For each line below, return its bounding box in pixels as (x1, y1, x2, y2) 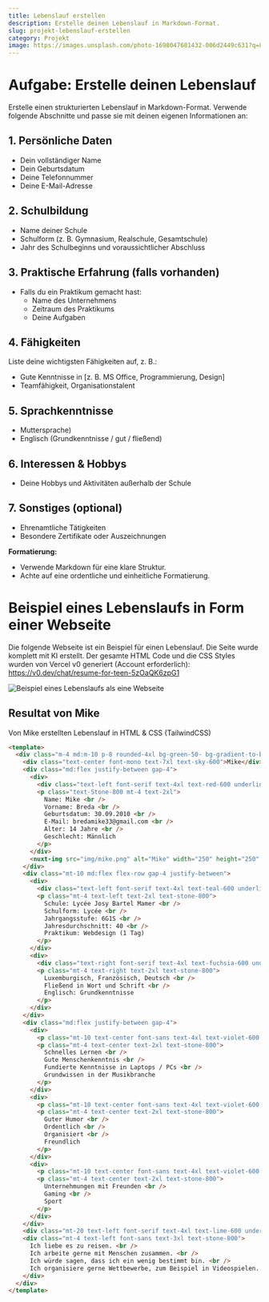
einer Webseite (8, 616, 112, 633)
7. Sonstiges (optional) (8, 501, 122, 515)
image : (8, 42, 30, 50)
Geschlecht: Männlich (43, 833, 116, 841)
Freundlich (43, 1138, 81, 1146)
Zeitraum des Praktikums (31, 303, 114, 313)
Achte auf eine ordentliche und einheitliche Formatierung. (19, 570, 211, 581)
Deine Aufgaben (31, 312, 86, 322)
